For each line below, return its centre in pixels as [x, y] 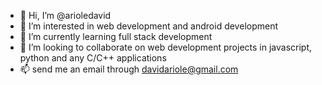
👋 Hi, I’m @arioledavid [65, 15]
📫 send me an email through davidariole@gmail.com [129, 69]
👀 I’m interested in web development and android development [149, 26]
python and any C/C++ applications [93, 58]
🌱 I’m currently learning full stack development [116, 36]
